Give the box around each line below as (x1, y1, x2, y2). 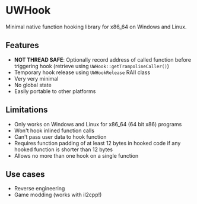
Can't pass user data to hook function (14, 133, 107, 140)
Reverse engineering (14, 185, 65, 192)
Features (5, 40, 39, 50)
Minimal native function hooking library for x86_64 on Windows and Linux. (5, 23, 187, 30)
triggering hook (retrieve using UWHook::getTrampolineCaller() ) (14, 62, 170, 69)
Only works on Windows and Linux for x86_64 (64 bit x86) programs (14, 120, 182, 128)
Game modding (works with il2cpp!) (14, 191, 102, 199)
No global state (14, 81, 52, 88)
